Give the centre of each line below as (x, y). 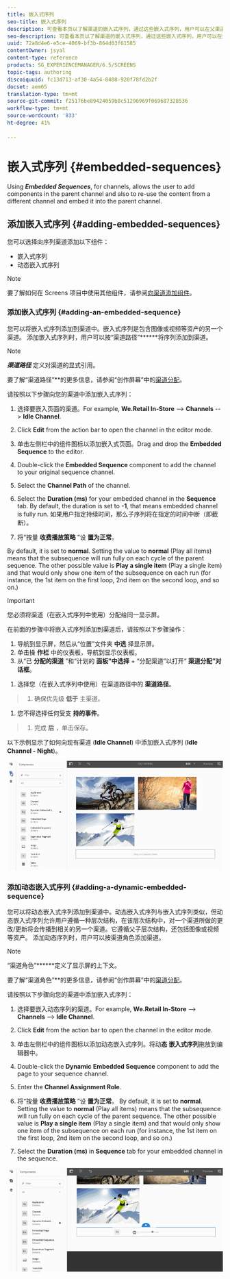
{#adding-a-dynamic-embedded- (129, 887)
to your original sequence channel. (66, 472)
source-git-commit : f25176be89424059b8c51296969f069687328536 (98, 101)
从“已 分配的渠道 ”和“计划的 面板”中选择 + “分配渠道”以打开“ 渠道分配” (116, 660)
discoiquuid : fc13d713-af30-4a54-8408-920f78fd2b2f (82, 79)
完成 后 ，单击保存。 (63, 728)
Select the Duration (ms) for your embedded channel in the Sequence (116, 498)
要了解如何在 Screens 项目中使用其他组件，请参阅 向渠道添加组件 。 (101, 293)
